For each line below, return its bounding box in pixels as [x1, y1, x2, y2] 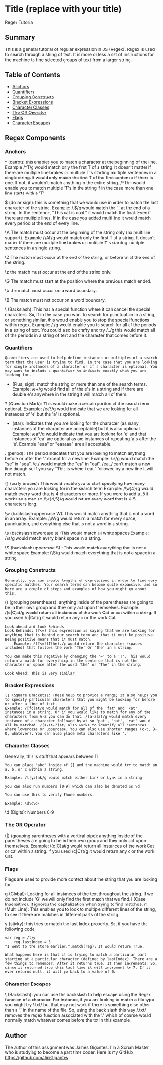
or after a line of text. [5, 702, 57, 707]
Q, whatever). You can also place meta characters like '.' [5, 731, 130, 736]
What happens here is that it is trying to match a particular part [5, 952, 147, 957]
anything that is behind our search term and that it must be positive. [5, 632, 155, 637]
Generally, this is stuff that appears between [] [5, 753, 98, 759]
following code [5, 926, 35, 932]
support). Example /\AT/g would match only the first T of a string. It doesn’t [5, 235, 155, 241]
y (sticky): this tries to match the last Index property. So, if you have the [5, 921, 148, 927]
